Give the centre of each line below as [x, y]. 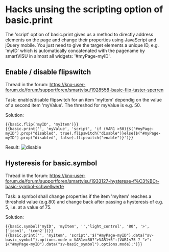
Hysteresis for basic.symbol [51, 163]
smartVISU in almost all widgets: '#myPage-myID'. [58, 56]
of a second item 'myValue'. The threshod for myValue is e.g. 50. [73, 105]
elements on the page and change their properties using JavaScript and [81, 40]
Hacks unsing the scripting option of [84, 9]
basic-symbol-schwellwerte [35, 186]
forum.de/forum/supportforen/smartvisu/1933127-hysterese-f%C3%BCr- [82, 181]
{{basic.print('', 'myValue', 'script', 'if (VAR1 [60, 129]
